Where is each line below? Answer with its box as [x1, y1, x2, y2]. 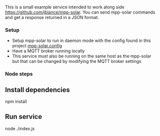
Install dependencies [5, 85, 70, 94]
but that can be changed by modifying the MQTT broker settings [12, 58, 142, 64]
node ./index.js [5, 125, 35, 131]
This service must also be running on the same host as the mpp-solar [12, 53, 152, 59]
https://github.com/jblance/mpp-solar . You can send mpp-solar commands [5, 9, 156, 15]
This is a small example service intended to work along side [5, 4, 125, 10]
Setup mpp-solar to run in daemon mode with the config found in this [12, 38, 151, 43]
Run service [5, 113, 42, 121]
